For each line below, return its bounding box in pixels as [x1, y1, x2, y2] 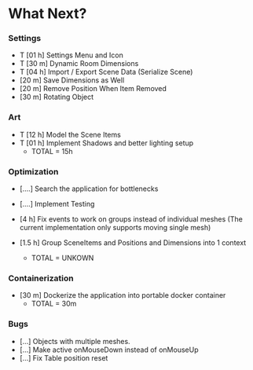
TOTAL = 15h [31, 146, 73, 156]
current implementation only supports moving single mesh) [19, 223, 211, 233]
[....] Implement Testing [19, 200, 95, 209]
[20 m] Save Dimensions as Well [19, 75, 125, 85]
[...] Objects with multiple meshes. [19, 336, 131, 346]
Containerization [8, 273, 74, 284]
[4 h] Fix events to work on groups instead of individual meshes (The [19, 214, 244, 224]
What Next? [8, 5, 87, 23]
